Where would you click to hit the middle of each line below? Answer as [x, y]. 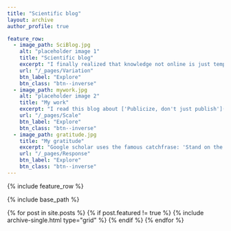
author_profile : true [38, 26]
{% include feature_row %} [45, 186]
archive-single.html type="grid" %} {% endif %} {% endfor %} [96, 220]
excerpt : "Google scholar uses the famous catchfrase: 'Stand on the [121, 147]
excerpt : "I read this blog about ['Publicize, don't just [106, 109]
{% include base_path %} [43, 199]
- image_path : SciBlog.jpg [52, 45]
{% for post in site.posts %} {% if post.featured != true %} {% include [106, 212]
